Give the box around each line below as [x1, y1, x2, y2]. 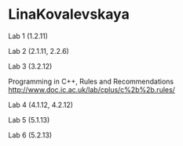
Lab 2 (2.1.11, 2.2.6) [8, 46, 69, 55]
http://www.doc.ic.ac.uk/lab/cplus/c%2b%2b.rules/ [8, 84, 175, 94]
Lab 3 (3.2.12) [8, 61, 53, 71]
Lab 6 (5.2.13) [8, 130, 53, 140]
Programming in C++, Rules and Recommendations [8, 77, 174, 86]
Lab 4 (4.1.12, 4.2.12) [8, 100, 73, 109]
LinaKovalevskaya [8, 5, 130, 23]
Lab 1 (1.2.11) [8, 31, 49, 41]
